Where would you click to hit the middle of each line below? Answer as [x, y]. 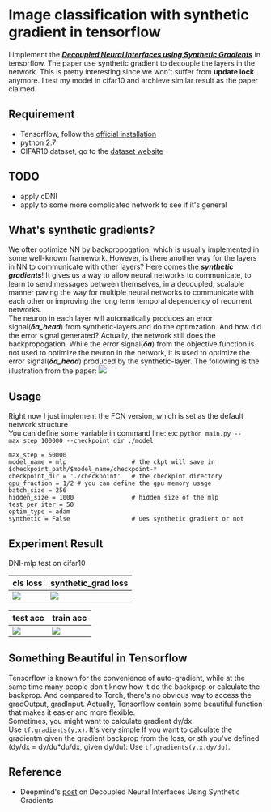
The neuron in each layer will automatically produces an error [110, 318]
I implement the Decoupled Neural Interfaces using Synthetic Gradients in [135, 54]
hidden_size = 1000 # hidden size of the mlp [114, 498]
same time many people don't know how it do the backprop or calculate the [134, 687]
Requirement [42, 115]
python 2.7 [38, 142]
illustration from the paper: [53, 371]
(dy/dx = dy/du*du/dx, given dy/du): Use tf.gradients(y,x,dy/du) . [119, 746]
